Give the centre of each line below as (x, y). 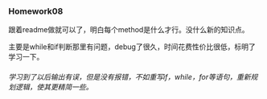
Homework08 (36, 11)
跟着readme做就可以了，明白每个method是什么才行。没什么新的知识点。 (129, 30)
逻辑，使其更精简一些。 (54, 87)
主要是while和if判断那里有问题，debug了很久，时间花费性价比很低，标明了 (132, 47)
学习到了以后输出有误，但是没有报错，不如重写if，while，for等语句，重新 (129, 76)
